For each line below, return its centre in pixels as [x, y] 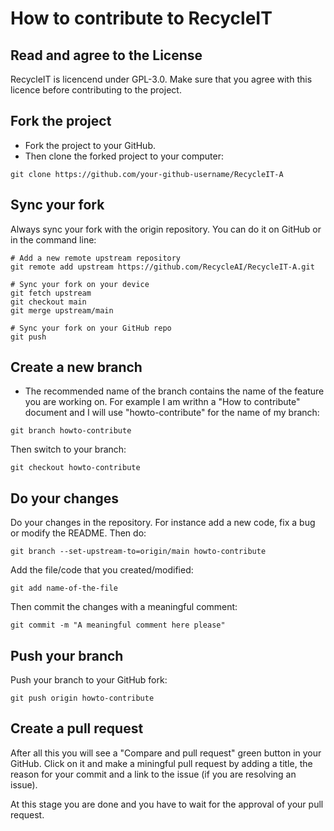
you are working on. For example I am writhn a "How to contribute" [162, 402]
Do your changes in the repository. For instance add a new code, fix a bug [163, 523]
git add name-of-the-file [64, 588]
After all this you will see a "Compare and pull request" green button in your [166, 753]
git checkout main [48, 302]
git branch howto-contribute [71, 431]
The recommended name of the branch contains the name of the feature [174, 391]
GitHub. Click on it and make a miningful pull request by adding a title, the [161, 763]
